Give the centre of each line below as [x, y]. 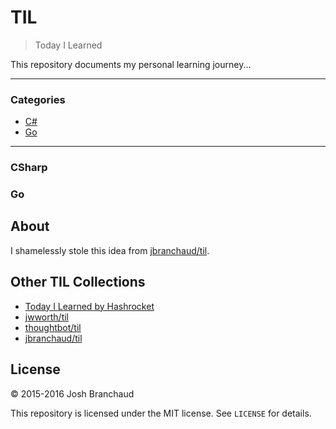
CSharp [29, 168]
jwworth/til [46, 317]
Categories [38, 99]
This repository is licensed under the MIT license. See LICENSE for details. [161, 413]
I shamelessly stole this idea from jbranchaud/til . [110, 250]
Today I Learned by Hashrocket [89, 306]
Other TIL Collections [78, 282]
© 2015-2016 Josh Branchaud [72, 393]
